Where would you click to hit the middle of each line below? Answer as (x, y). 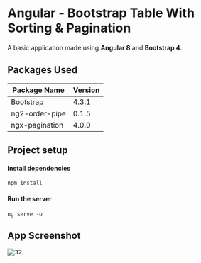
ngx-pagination (37, 125)
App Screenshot (44, 235)
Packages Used (43, 70)
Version (86, 90)
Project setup (38, 150)
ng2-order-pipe (38, 113)
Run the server (29, 198)
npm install (25, 183)
